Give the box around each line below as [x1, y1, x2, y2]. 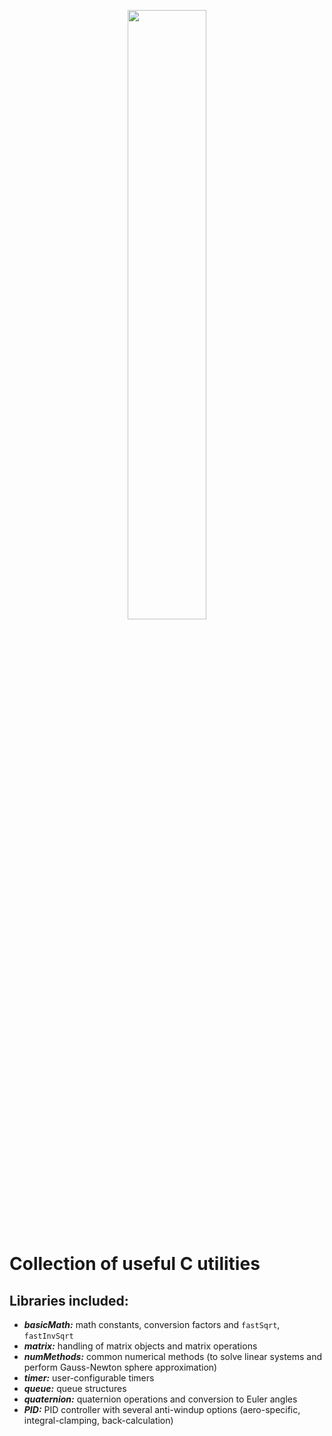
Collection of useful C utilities [9, 1253, 261, 1275]
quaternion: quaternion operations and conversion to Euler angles [23, 1393, 298, 1405]
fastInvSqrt [23, 1331, 74, 1341]
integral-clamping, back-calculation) [23, 1415, 174, 1426]
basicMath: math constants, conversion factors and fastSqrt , [23, 1319, 281, 1330]
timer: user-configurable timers [23, 1372, 155, 1384]
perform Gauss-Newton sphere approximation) [23, 1361, 218, 1373]
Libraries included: [9, 1292, 129, 1309]
